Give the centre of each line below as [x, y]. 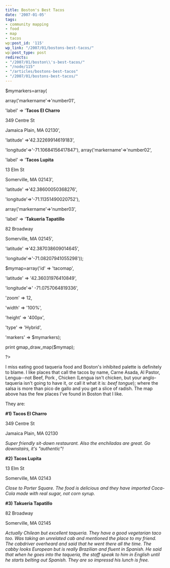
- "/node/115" [20, 67]
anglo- [150, 378]
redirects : [17, 57]
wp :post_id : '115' [25, 43]
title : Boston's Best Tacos [35, 10]
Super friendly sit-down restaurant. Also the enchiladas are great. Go [78, 443]
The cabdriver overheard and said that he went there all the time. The [78, 544]
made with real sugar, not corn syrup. [56, 493]
